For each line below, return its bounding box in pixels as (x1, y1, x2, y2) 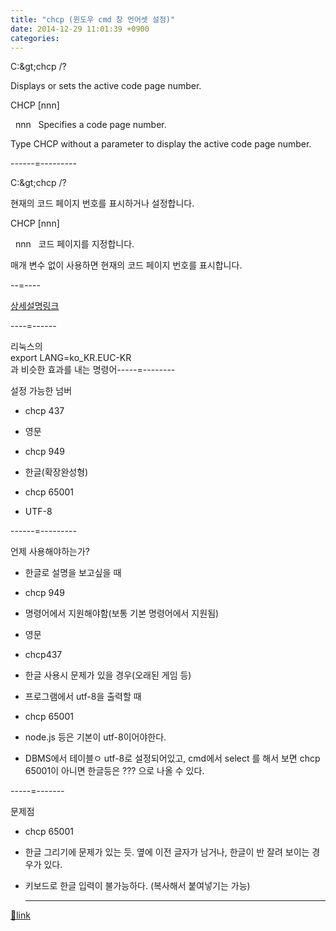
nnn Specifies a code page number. (14, 119, 167, 131)
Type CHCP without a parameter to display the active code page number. (10, 138, 312, 150)
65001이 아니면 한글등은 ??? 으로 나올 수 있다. (24, 765, 205, 777)
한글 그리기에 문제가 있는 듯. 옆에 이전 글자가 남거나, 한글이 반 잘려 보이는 (24, 846, 310, 858)
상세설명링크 (10, 300, 60, 312)
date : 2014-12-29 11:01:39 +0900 (10, 24, 150, 34)
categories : (10, 33, 60, 43)
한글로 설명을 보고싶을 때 (24, 567, 122, 579)
